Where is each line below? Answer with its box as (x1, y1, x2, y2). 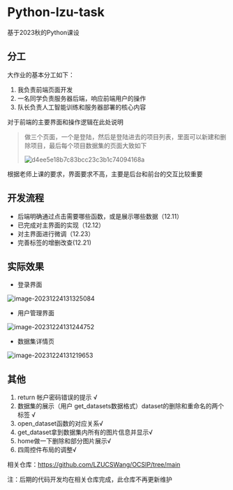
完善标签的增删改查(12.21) (17, 238, 92, 247)
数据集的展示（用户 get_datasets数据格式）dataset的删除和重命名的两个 (17, 402, 225, 410)
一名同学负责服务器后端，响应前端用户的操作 (17, 94, 146, 102)
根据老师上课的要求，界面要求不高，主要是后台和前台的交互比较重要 (7, 169, 203, 178)
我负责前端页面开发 (17, 85, 73, 94)
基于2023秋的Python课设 (7, 28, 80, 36)
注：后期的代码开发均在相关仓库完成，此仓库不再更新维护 (7, 475, 172, 484)
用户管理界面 (17, 309, 54, 317)
